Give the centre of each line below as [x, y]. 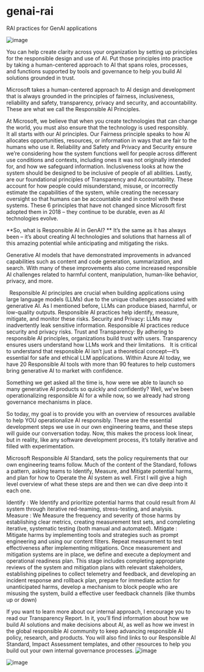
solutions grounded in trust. [41, 78]
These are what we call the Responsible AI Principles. [73, 109]
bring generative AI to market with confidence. [65, 370]
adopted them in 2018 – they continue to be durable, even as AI [86, 211]
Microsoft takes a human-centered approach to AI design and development [101, 89]
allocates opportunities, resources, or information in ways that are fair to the [102, 140]
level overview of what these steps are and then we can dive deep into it [97, 484]
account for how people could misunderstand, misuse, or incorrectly [92, 186]
